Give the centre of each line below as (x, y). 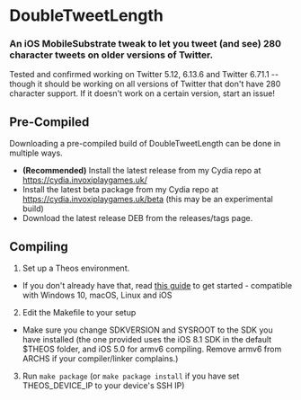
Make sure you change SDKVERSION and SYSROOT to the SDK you (147, 330)
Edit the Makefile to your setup (79, 313)
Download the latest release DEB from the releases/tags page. (137, 218)
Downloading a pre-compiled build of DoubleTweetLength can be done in (145, 144)
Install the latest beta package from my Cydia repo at (120, 190)
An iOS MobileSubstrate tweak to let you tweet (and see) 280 (145, 44)
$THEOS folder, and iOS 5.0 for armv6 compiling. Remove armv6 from (152, 349)
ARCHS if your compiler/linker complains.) (100, 359)
